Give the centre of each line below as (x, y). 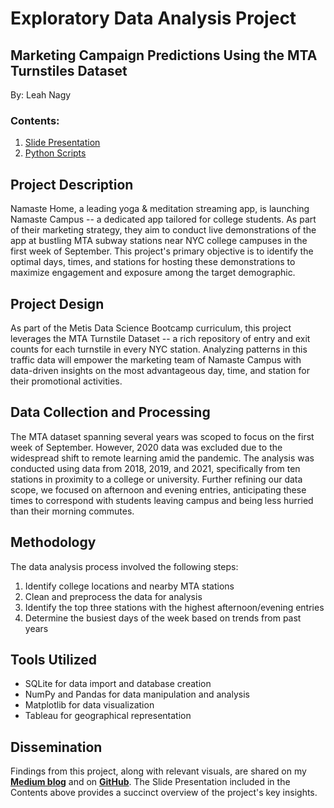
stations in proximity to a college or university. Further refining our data (156, 479)
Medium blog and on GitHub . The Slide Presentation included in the (150, 782)
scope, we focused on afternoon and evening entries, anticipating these (158, 489)
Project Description (72, 184)
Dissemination (56, 747)
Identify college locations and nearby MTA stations (129, 586)
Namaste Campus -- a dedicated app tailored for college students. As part (163, 219)
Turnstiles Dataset (69, 70)
